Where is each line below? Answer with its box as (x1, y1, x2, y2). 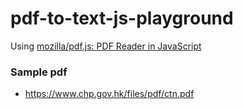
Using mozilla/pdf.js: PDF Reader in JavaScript (10, 40, 202, 52)
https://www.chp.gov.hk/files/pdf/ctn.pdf (24, 88, 195, 100)
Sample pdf (10, 65, 68, 79)
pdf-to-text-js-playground (10, 7, 234, 30)
